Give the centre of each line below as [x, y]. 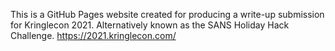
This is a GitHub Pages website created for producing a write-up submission [167, 14]
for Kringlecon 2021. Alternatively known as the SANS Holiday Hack [150, 25]
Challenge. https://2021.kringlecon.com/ [93, 35]
